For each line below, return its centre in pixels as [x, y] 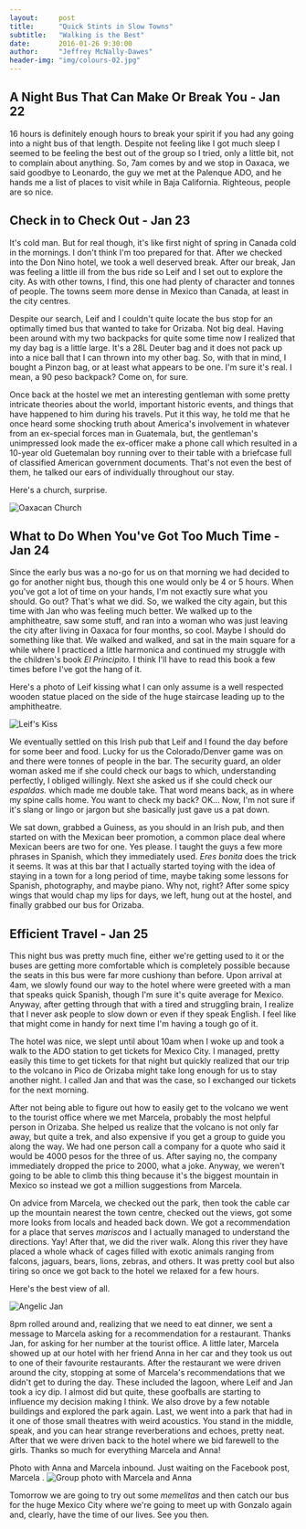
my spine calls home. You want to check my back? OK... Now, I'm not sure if [152, 800]
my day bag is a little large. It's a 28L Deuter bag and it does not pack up [146, 347]
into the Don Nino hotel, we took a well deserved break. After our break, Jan [153, 262]
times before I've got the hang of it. [76, 670]
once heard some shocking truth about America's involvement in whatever [150, 423]
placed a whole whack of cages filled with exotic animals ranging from [142, 1251]
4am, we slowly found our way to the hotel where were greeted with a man [150, 985]
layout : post [42, 18]
